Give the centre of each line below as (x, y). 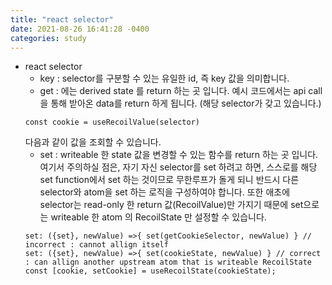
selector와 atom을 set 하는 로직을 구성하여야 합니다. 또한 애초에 (165, 192)
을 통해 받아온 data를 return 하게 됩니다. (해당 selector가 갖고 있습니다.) (180, 103)
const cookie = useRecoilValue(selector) (112, 122)
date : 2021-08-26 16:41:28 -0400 (80, 29)
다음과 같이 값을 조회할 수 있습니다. (93, 142)
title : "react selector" (62, 19)
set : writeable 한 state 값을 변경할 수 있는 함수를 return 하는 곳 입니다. (179, 155)
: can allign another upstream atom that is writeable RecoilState (168, 262)
